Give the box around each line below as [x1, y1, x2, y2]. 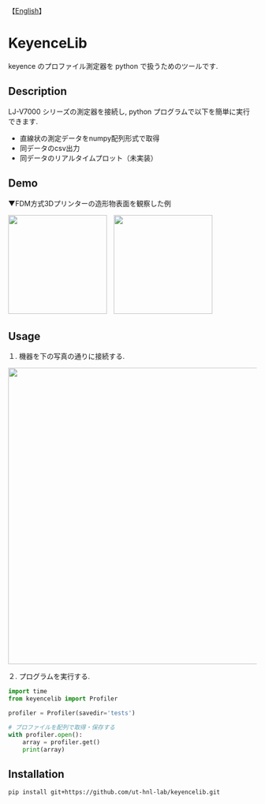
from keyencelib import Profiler [8, 695, 118, 703]
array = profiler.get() [22, 738, 101, 746]
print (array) [22, 745, 65, 753]
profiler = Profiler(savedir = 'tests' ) [8, 709, 136, 717]
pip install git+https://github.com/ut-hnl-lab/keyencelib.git [8, 788, 221, 796]
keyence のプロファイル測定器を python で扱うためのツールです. [8, 61, 218, 70]
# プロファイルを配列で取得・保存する [8, 723, 116, 731]
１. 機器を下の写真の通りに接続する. [8, 352, 125, 361]
